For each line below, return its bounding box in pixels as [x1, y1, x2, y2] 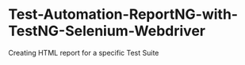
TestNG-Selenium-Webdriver [8, 22, 206, 40]
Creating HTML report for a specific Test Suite [8, 48, 159, 57]
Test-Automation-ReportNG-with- [8, 5, 239, 23]
